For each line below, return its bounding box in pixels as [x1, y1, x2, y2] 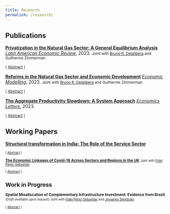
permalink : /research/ [5, 12, 54, 17]
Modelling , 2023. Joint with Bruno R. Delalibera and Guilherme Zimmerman [5, 79, 143, 85]
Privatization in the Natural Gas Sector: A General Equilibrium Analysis [5, 45, 158, 51]
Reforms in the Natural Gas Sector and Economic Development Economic [5, 74, 163, 80]
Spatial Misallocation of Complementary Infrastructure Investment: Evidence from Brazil [5, 192, 165, 198]
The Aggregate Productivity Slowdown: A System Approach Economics [5, 98, 160, 104]
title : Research [5, 7, 40, 13]
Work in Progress [5, 181, 53, 188]
